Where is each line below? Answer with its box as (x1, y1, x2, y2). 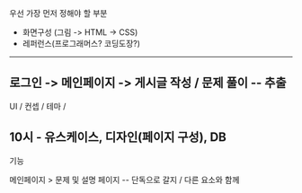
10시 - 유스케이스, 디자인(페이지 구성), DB (9, 129, 227, 145)
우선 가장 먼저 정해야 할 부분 (9, 8, 108, 18)
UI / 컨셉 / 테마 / (9, 101, 67, 111)
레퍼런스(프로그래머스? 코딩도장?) (22, 39, 141, 48)
